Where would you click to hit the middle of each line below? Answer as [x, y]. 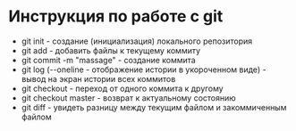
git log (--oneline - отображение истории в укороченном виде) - [144, 70]
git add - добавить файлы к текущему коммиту [111, 50]
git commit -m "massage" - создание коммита [108, 60]
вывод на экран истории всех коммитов [98, 78]
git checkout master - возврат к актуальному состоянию [128, 98]
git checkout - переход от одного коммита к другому [123, 88]
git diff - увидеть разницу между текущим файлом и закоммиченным [154, 107]
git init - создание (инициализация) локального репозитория [137, 41]
